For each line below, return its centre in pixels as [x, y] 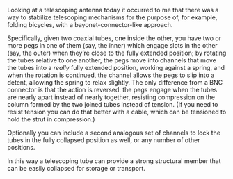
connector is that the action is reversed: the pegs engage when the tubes [112, 90]
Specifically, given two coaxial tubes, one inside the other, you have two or [114, 38]
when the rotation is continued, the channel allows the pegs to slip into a [111, 75]
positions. [21, 147]
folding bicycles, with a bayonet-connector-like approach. [90, 25]
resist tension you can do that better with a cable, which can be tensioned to [117, 112]
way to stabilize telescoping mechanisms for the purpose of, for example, [112, 17]
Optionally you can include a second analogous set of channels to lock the [114, 133]
